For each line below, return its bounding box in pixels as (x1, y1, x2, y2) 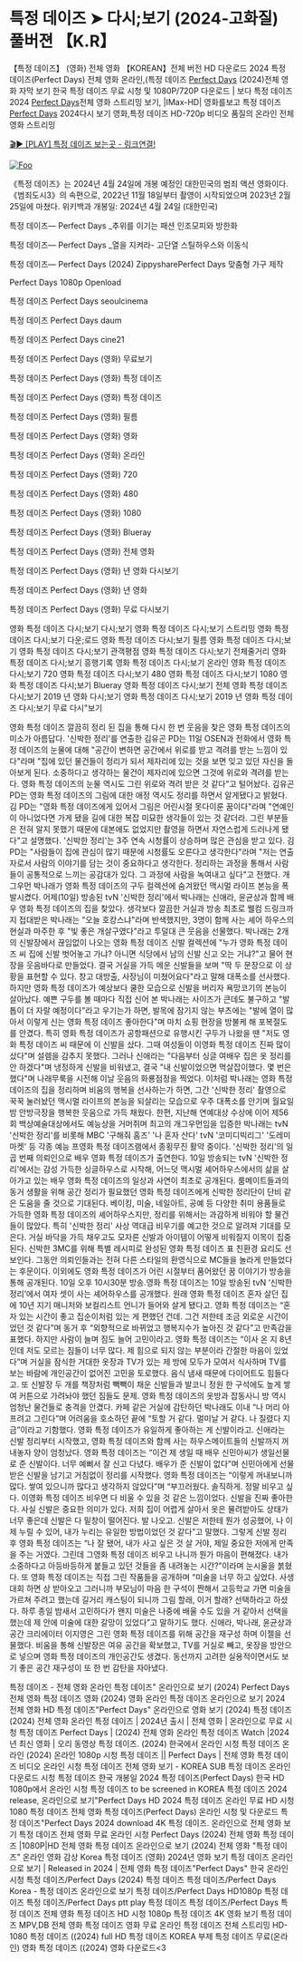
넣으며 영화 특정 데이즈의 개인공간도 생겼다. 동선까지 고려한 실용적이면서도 (18, 1651, 280, 1662)
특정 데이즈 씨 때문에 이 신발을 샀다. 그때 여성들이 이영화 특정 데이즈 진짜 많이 (18, 1039, 291, 1050)
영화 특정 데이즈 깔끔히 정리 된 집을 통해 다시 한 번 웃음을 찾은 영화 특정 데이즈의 (9, 722, 291, 733)
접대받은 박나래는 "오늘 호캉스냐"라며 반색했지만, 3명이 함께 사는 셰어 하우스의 (18, 914, 295, 925)
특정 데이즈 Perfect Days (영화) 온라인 (9, 450, 146, 461)
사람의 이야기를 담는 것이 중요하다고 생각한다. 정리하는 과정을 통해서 (33, 858, 273, 869)
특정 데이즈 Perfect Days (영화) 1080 (9, 507, 142, 518)
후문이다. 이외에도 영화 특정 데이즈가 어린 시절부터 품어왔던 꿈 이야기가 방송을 (18, 1266, 292, 1277)
